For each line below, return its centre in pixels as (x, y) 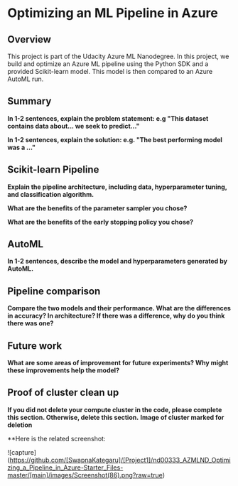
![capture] (22, 452)
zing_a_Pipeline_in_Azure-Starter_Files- (65, 468)
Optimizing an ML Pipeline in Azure (113, 13)
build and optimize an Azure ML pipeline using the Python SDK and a (108, 64)
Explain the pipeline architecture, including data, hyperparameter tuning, (117, 187)
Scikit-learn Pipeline (53, 169)
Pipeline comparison (54, 291)
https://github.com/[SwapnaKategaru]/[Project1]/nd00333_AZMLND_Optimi (120, 460)
